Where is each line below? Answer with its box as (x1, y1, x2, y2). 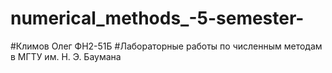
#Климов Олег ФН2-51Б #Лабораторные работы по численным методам (10, 40, 323, 52)
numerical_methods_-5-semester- (10, 7, 305, 30)
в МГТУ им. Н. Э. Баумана (10, 50, 122, 62)
